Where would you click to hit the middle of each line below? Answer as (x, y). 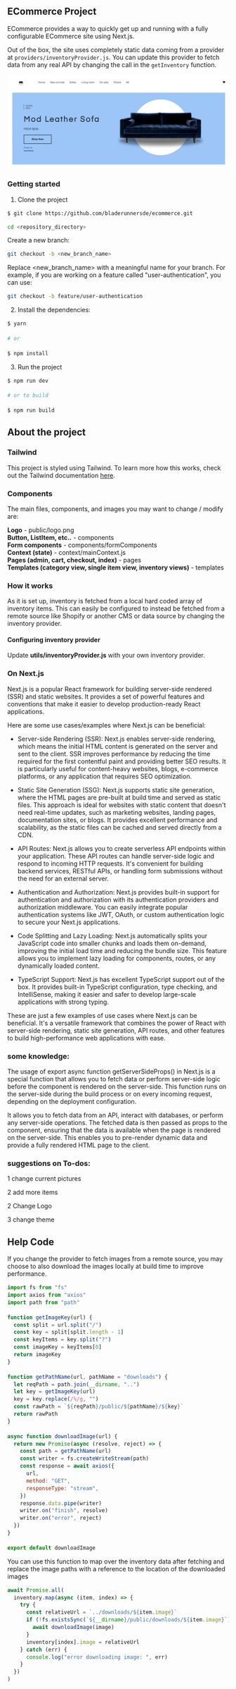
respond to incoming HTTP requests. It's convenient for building (110, 864)
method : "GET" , (48, 1481)
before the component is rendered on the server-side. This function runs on (117, 1087)
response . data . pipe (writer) (61, 1503)
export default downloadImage (52, 1548)
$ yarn (17, 324)
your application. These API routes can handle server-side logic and (116, 856)
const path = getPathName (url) (66, 1451)
